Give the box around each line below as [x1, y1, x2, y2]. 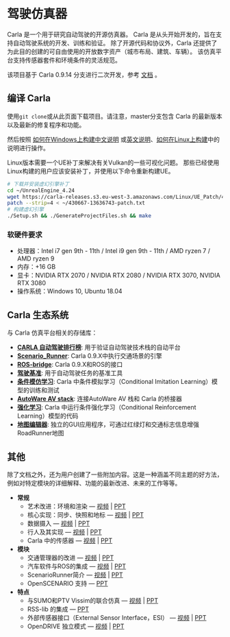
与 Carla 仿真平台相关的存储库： [7, 328, 98, 337]
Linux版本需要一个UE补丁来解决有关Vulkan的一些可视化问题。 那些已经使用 [7, 158, 220, 167]
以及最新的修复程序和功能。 [7, 121, 86, 129]
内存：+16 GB [16, 263, 56, 271]
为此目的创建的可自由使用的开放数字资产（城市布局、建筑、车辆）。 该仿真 [7, 47, 216, 56]
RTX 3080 [16, 279, 47, 287]
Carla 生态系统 [7, 309, 69, 321]
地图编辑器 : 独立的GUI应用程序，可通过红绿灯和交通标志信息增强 [16, 420, 200, 429]
